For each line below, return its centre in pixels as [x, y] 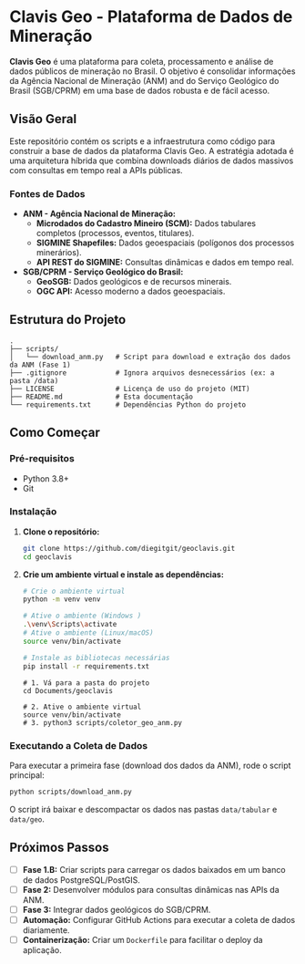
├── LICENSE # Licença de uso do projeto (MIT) [130, 389]
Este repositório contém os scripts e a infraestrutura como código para [142, 141]
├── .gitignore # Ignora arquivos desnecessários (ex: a [142, 373]
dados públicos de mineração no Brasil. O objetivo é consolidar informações [152, 71]
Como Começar [55, 433]
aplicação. [42, 949]
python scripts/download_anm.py [71, 792]
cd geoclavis [47, 557]
